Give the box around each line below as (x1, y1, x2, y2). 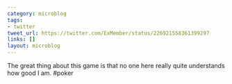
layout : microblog (7, 42, 60, 49)
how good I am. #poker (7, 69, 74, 77)
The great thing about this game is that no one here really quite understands (7, 62, 225, 69)
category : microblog (7, 10, 67, 17)
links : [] (7, 36, 36, 43)
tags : (7, 17, 23, 24)
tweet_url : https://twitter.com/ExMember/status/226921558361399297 (7, 29, 210, 37)
